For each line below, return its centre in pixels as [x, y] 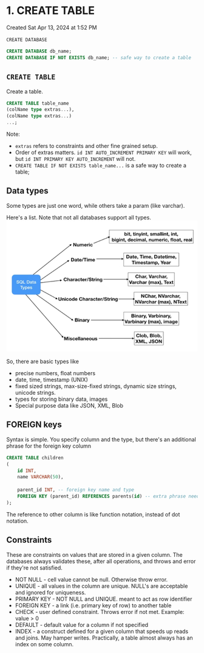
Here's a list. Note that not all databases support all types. [79, 217]
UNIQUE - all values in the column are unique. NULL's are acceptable [101, 586]
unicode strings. [35, 392]
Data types [27, 191]
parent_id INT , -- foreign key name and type [76, 490]
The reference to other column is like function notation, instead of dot [93, 514]
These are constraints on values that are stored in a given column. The [95, 554]
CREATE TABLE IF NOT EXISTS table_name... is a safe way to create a [101, 165]
